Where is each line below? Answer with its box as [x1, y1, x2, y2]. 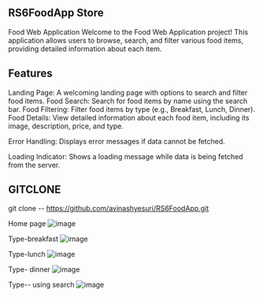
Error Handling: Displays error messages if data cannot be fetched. [8, 136, 226, 146]
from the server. [8, 160, 61, 169]
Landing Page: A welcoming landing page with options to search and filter [8, 87, 248, 97]
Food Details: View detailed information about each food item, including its [8, 113, 250, 122]
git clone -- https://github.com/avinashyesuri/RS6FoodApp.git [8, 204, 209, 213]
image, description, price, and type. [8, 121, 124, 131]
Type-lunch [8, 250, 46, 259]
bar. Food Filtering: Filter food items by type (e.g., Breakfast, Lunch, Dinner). [8, 104, 256, 113]
